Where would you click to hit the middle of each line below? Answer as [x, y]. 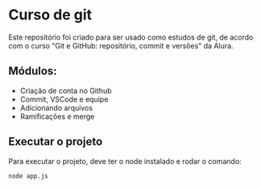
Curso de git [50, 15]
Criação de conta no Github [66, 90]
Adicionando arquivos [56, 107]
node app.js [28, 176]
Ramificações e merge [57, 116]
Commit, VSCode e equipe [64, 99]
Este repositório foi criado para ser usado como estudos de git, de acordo [131, 37]
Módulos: [33, 71]
